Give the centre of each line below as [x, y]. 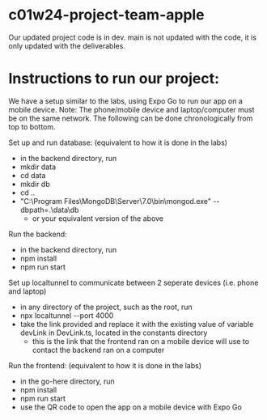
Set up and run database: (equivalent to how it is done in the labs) [118, 142]
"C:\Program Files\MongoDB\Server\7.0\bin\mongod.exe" [116, 201]
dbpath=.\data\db [49, 210]
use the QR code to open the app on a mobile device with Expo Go [131, 407]
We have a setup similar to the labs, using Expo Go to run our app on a [125, 101]
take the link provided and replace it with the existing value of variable [137, 324]
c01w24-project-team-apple [106, 15]
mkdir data [38, 167]
